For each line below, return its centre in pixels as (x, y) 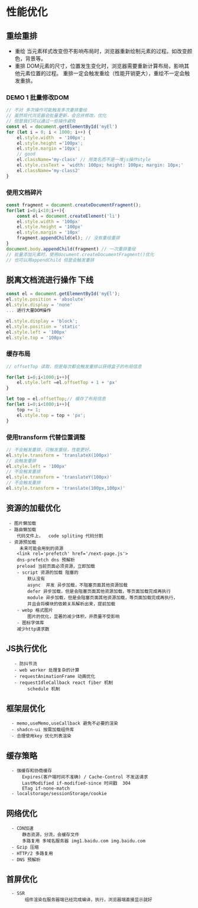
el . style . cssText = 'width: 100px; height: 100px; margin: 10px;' (100, 165)
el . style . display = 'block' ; (42, 321)
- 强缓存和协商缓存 (32, 771)
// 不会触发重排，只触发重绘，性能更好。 (50, 450)
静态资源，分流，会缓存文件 (51, 835)
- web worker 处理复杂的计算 (47, 670)
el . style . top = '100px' (35, 338)
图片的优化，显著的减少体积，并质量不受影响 (74, 616)
